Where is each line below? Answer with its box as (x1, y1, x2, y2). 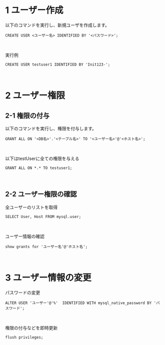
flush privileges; (5, 334, 43, 340)
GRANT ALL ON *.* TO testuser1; (5, 165, 72, 170)
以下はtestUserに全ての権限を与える (5, 155, 80, 161)
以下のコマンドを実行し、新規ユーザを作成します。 (5, 22, 110, 28)
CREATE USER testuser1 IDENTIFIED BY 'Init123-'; (5, 62, 111, 67)
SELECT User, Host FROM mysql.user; (5, 214, 81, 219)
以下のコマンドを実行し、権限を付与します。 (5, 125, 97, 131)
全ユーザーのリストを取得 (5, 204, 58, 210)
